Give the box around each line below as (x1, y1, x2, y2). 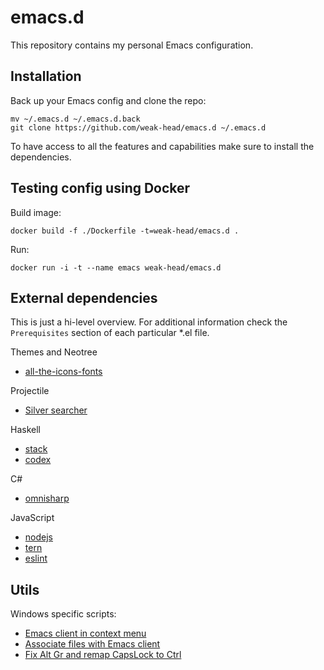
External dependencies (10, 289, 158, 306)
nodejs (24, 531, 53, 543)
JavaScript (10, 512, 55, 524)
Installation (10, 68, 82, 85)
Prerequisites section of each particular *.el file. (10, 327, 210, 339)
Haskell (10, 424, 41, 436)
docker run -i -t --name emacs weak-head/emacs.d (10, 262, 222, 273)
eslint (24, 552, 48, 565)
